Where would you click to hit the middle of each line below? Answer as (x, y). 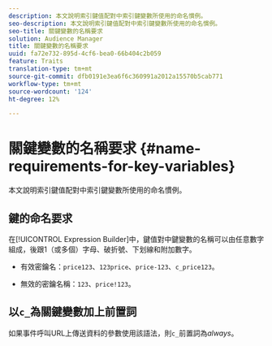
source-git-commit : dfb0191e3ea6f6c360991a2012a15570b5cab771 (116, 76)
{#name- (170, 149)
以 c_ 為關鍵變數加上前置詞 (73, 312)
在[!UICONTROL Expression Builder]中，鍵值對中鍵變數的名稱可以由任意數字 (136, 239)
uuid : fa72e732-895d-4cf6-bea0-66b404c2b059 (85, 54)
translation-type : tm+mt (50, 69)
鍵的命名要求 (41, 218)
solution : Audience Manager (56, 39)
